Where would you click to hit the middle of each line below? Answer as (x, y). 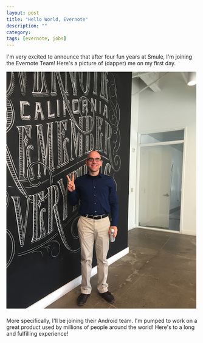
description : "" (27, 26)
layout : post (23, 13)
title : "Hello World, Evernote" (47, 19)
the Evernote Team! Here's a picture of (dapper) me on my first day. (91, 63)
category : (19, 32)
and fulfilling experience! (37, 334)
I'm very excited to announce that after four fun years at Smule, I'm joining (99, 57)
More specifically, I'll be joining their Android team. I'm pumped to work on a (102, 321)
